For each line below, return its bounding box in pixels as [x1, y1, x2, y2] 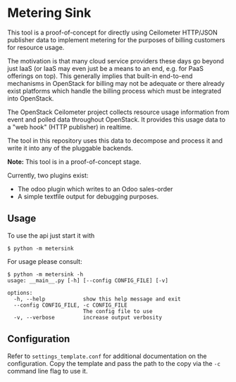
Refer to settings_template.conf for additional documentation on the [7, 352, 207, 360]
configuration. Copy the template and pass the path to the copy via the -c [7, 359, 221, 367]
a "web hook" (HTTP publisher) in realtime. [7, 122, 132, 131]
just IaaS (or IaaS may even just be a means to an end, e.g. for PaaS [7, 64, 204, 72]
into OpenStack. [7, 94, 54, 103]
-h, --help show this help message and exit [13, 295, 181, 303]
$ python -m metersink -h [7, 271, 83, 278]
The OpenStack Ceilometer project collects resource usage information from [7, 108, 230, 116]
